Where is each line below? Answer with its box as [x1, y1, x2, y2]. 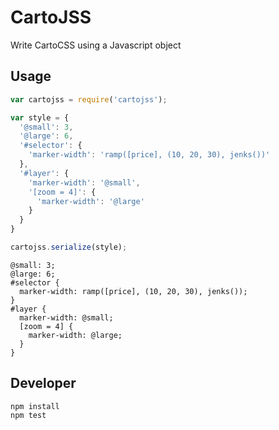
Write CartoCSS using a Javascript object [10, 39, 182, 51]
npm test [10, 410, 47, 420]
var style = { [10, 112, 70, 123]
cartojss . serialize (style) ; [10, 242, 128, 252]
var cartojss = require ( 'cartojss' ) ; [10, 94, 168, 105]
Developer [10, 375, 77, 392]
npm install [10, 401, 60, 411]
